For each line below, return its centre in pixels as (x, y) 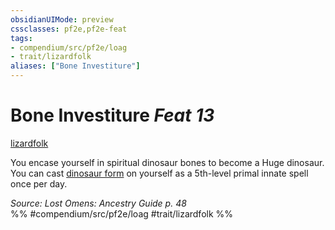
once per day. (39, 183)
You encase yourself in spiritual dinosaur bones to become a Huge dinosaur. (167, 162)
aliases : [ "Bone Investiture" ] (75, 66)
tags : (21, 38)
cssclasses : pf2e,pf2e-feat (69, 29)
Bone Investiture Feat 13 (112, 115)
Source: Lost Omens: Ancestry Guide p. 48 (98, 203)
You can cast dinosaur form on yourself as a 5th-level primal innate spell (159, 173)
